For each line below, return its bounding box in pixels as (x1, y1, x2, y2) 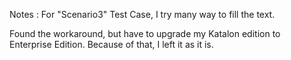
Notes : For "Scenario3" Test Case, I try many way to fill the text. (9, 9, 276, 20)
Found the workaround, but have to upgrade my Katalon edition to (9, 28, 281, 39)
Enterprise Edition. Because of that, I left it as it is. (9, 39, 214, 50)
